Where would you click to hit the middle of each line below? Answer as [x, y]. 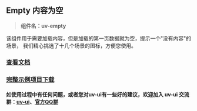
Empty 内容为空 [35, 11]
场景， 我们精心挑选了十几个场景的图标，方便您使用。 [71, 45]
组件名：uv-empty [43, 26]
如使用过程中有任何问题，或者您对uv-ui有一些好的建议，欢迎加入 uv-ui [92, 95]
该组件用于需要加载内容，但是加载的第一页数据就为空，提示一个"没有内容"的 [99, 38]
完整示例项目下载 [30, 79]
